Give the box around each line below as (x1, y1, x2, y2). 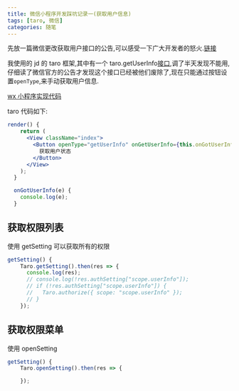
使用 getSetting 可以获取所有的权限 (7, 242, 110, 250)
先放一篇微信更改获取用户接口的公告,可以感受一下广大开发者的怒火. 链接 (7, 44, 217, 53)
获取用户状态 (38, 147, 71, 155)
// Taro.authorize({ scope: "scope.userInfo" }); (26, 289, 183, 296)
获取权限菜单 (7, 324, 64, 336)
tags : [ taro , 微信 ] (7, 17, 63, 24)
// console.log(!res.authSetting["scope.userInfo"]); (26, 276, 190, 283)
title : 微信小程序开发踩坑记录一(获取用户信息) (7, 10, 132, 18)
